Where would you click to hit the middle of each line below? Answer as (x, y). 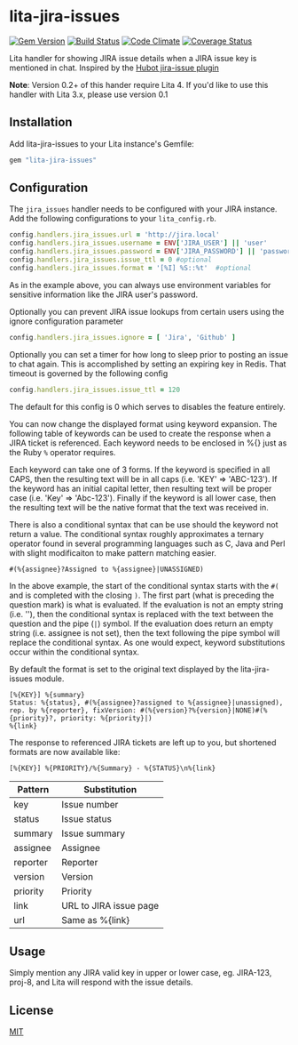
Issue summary (94, 833)
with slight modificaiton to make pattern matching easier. (113, 552)
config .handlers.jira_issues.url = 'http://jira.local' (114, 235)
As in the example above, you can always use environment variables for (140, 285)
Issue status (87, 818)
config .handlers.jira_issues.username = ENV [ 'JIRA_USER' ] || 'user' (138, 243)
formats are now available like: (65, 752)
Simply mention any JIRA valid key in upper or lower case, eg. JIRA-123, (141, 973)
